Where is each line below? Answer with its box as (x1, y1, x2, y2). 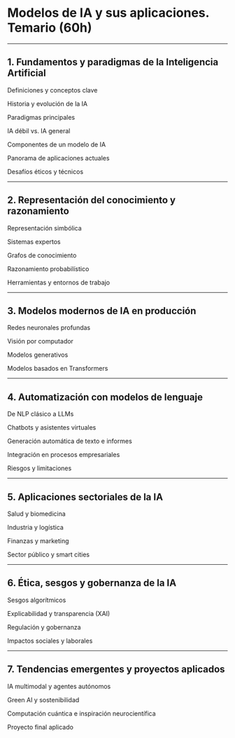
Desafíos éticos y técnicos (7, 167, 84, 176)
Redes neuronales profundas (7, 324, 91, 332)
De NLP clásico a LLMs (7, 410, 74, 418)
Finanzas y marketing (7, 537, 69, 545)
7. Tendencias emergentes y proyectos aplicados (7, 664, 225, 676)
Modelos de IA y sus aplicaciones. (7, 5, 210, 21)
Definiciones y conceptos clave (7, 86, 98, 94)
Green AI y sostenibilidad (7, 695, 80, 704)
